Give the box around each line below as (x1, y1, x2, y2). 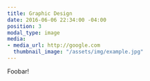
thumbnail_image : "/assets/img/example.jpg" (13, 49, 144, 56)
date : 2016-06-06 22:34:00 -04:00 (7, 16, 107, 23)
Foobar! (7, 67, 30, 76)
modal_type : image (7, 29, 60, 36)
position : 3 (7, 23, 41, 30)
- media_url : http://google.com (7, 42, 100, 49)
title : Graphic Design (7, 10, 73, 17)
